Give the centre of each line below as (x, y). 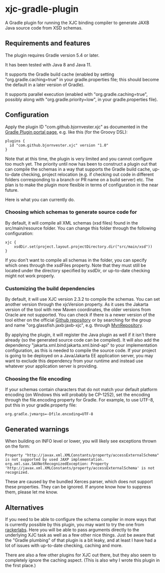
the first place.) (20, 566)
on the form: (18, 446)
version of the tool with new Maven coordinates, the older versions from (78, 310)
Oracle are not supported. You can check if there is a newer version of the (80, 315)
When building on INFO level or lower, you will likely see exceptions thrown (81, 441)
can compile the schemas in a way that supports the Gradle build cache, (78, 169)
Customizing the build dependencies (50, 288)
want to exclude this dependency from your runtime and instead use (74, 361)
